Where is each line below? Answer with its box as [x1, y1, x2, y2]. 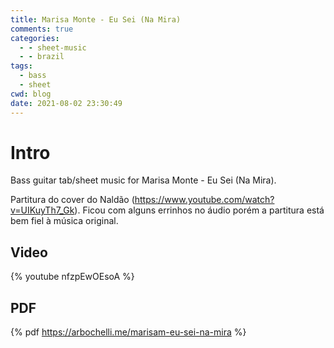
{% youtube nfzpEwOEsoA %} [10, 271, 135, 283]
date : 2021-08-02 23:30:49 [10, 98, 123, 108]
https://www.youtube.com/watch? [134, 194, 275, 206]
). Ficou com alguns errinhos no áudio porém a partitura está [74, 204, 325, 216]
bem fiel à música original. [10, 215, 119, 227]
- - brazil [19, 52, 65, 62]
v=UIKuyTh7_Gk [10, 204, 75, 216]
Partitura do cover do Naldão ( [10, 194, 135, 206]
